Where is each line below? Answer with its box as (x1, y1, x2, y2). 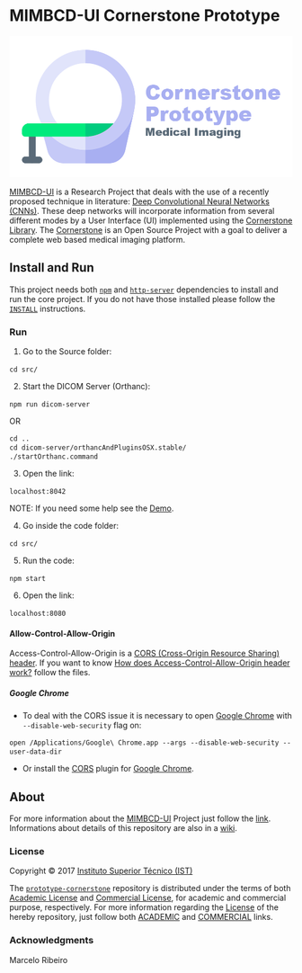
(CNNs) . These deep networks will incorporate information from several (9, 205, 275, 216)
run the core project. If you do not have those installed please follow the (9, 293, 276, 304)
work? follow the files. (9, 667, 91, 678)
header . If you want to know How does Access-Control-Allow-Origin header (9, 657, 290, 668)
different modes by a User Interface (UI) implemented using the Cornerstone (9, 215, 293, 226)
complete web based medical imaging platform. (9, 234, 186, 245)
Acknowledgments (9, 934, 94, 947)
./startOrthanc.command (9, 452, 99, 461)
